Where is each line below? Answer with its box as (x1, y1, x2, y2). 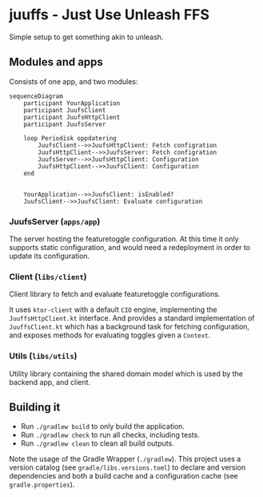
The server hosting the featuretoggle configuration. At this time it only (9, 234, 239, 244)
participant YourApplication (23, 99, 121, 107)
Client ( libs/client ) (9, 271, 87, 282)
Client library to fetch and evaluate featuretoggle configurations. (9, 289, 221, 299)
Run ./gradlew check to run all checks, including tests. (20, 430, 201, 440)
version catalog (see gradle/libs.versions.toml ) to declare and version (9, 463, 246, 472)
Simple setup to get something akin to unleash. (9, 32, 164, 42)
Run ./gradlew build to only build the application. (20, 422, 185, 431)
